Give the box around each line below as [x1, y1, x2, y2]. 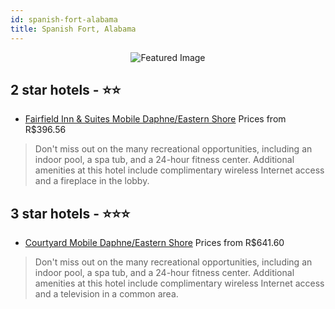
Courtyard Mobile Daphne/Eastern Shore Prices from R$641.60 [24, 237, 285, 249]
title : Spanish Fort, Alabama [10, 24, 137, 34]
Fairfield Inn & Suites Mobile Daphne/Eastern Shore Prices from [24, 113, 287, 125]
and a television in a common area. [34, 288, 179, 300]
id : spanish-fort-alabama [10, 14, 118, 25]
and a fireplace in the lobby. [34, 175, 150, 187]
